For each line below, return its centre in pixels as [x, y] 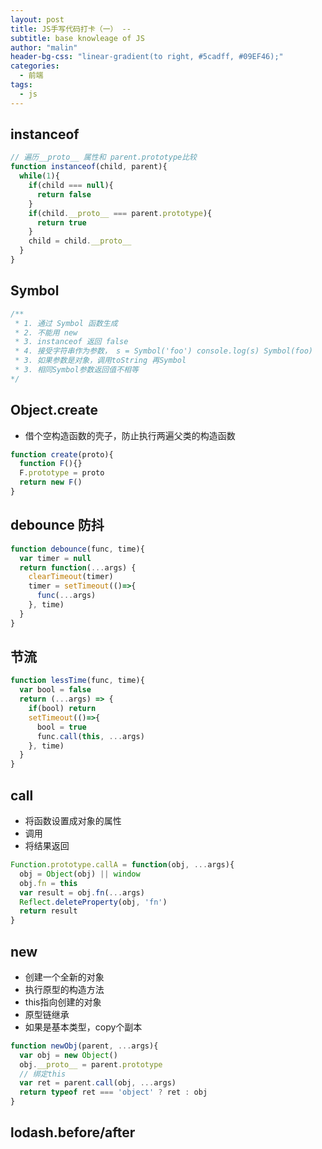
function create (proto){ [62, 454]
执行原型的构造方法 [64, 989]
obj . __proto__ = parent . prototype [91, 1064]
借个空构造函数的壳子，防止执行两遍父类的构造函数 [130, 435]
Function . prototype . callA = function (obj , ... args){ [122, 865]
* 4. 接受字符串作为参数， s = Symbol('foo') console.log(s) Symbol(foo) [164, 351]
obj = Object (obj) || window [80, 874]
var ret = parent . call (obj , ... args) [98, 1083]
